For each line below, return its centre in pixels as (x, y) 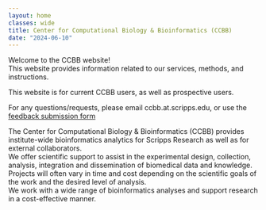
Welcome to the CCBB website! (60, 60)
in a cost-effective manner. (52, 199)
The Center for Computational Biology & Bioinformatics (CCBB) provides (126, 132)
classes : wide (32, 23)
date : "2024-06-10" (40, 38)
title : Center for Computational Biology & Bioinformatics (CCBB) (120, 30)
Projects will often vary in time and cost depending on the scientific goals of (133, 174)
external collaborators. (45, 148)
